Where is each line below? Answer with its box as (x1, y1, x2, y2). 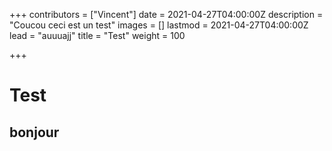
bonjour (9, 124, 60, 141)
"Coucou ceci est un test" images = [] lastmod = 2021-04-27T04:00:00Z (9, 19, 309, 31)
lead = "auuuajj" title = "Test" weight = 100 (9, 30, 186, 41)
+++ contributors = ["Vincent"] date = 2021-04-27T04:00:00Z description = (9, 9, 324, 20)
